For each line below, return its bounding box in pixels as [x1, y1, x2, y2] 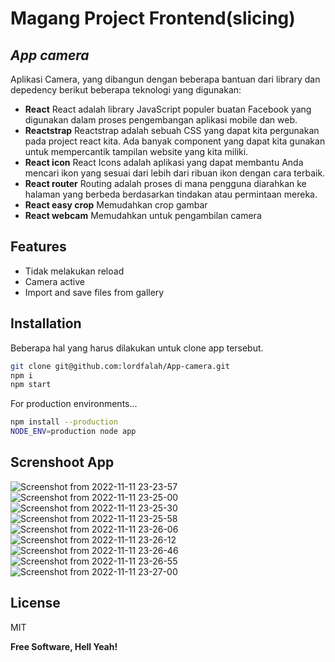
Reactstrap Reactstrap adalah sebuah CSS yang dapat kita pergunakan [24, 125, 320, 136]
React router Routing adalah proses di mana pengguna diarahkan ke [24, 178, 307, 189]
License [10, 595, 61, 612]
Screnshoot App [10, 454, 115, 471]
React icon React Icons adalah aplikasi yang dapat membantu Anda [24, 157, 304, 168]
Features [10, 238, 67, 256]
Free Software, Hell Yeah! [10, 640, 118, 652]
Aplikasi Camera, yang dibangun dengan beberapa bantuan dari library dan [10, 73, 321, 85]
